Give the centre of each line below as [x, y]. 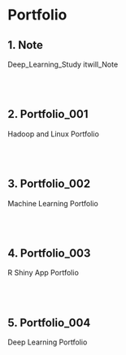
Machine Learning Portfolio [53, 203]
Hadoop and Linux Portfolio [53, 134]
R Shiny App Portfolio [43, 273]
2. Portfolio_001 [48, 114]
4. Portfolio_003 [49, 253]
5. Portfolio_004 [49, 323]
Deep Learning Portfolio [48, 342]
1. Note [26, 45]
